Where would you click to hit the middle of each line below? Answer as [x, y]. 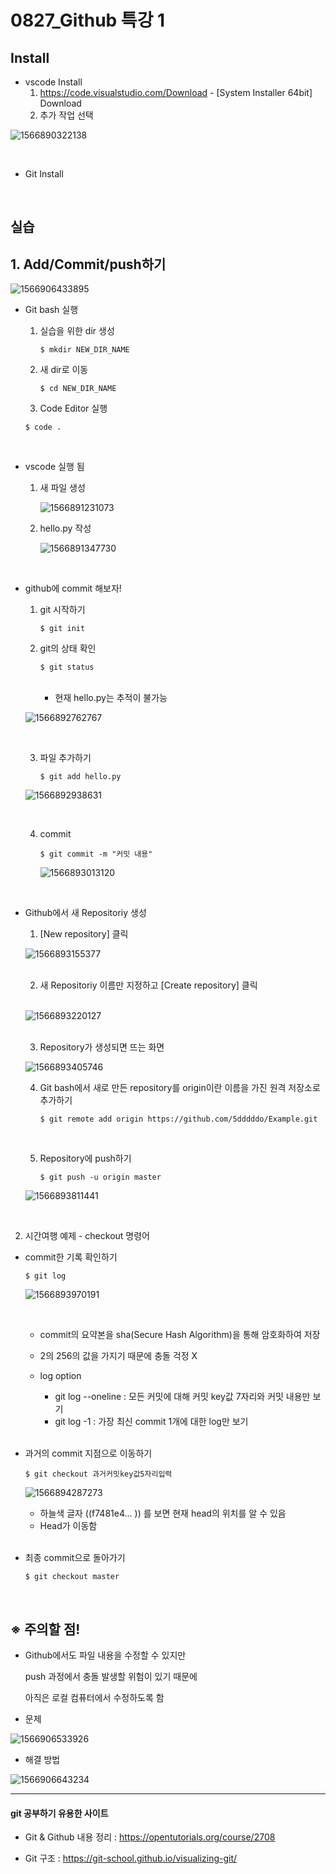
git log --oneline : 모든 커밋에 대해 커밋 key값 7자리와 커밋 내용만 [182, 1397]
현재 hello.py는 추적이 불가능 [111, 698]
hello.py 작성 [65, 528]
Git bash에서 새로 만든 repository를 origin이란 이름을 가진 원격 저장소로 [180, 1088]
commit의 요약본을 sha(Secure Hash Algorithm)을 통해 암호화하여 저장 [180, 1335]
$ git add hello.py [80, 777]
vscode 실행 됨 [54, 467]
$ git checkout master [72, 1577]
